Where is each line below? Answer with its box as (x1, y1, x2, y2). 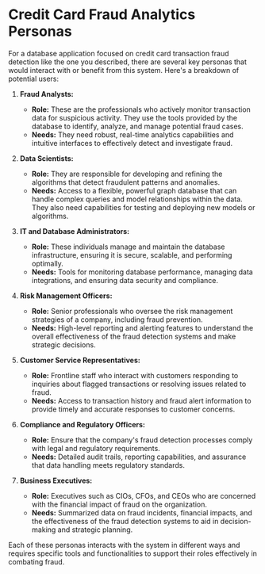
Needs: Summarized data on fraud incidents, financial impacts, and (31, 507, 252, 517)
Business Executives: (19, 476, 93, 485)
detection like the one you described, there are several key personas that (8, 57, 248, 67)
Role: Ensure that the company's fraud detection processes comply (31, 434, 253, 445)
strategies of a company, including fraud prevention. (31, 315, 203, 324)
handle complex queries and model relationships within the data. (31, 194, 244, 204)
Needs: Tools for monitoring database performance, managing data (31, 267, 254, 277)
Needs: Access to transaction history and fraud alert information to (31, 396, 252, 405)
